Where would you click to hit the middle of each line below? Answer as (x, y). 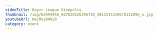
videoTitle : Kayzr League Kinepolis (43, 10)
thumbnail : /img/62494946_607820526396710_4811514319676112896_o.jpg (79, 14)
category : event (22, 24)
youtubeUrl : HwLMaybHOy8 (31, 19)
